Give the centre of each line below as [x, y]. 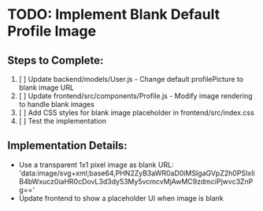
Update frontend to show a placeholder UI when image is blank [121, 198]
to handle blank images [57, 104]
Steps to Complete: [56, 60]
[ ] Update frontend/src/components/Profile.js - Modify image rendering [135, 96]
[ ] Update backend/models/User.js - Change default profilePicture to [131, 79]
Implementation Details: [67, 146]
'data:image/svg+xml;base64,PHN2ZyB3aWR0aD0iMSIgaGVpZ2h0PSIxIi [137, 173]
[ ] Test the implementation [63, 121]
